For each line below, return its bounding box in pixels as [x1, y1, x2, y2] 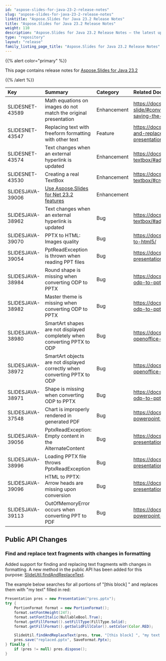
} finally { [5, 642, 30, 647]
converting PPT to [44, 512, 87, 519]
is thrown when [44, 252, 81, 259]
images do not [44, 103, 78, 110]
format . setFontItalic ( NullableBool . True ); [14, 614, 103, 619]
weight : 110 [5, 26, 30, 31]
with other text [44, 136, 79, 143]
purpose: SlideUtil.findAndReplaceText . [5, 572, 85, 578]
